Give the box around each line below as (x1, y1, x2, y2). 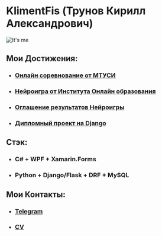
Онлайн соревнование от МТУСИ (14, 71, 116, 79)
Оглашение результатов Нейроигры (14, 103, 125, 111)
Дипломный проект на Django (14, 119, 106, 127)
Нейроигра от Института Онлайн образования (14, 87, 156, 95)
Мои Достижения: (6, 53, 78, 63)
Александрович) (6, 17, 93, 30)
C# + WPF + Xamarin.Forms (14, 155, 96, 164)
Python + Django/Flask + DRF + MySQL (14, 171, 129, 179)
